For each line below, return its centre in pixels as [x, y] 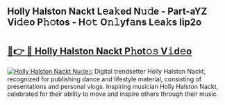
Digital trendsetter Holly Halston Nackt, [150, 71]
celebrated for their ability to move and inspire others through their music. [113, 94]
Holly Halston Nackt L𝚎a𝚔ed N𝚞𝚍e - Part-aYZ [107, 11]
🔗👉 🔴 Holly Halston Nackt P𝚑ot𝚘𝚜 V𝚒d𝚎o [100, 51]
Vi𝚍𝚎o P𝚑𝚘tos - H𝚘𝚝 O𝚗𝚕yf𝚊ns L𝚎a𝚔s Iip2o [105, 23]
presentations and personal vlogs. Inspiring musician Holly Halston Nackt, [113, 87]
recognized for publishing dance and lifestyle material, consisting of [105, 79]
